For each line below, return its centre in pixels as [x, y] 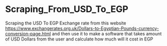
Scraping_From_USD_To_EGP [67, 9]
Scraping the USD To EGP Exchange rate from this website [66, 23]
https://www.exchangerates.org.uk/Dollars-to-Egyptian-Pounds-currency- [82, 28]
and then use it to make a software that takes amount [107, 33]
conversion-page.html [28, 33]
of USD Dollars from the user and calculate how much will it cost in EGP [79, 39]
